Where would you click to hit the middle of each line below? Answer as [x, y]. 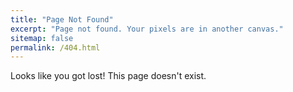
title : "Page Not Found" [62, 19]
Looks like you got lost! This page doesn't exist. [108, 76]
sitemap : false [42, 38]
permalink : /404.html [55, 47]
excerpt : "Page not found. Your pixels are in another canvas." [147, 29]
